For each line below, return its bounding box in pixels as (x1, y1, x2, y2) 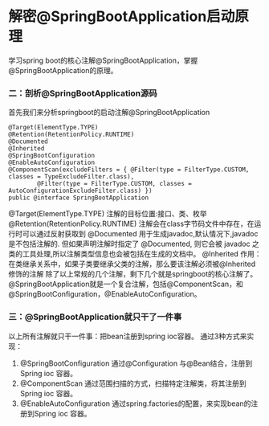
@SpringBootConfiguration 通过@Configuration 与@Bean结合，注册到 (19, 358, 253, 368)
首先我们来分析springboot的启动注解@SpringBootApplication (8, 108, 210, 117)
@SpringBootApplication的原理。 (8, 65, 118, 75)
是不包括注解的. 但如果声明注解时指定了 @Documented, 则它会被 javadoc (8, 239, 251, 249)
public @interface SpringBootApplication (8, 194, 149, 202)
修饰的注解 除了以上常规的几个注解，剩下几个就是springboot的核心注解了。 (8, 269, 258, 279)
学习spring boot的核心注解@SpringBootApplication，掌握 (8, 55, 198, 65)
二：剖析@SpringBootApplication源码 (8, 88, 158, 99)
